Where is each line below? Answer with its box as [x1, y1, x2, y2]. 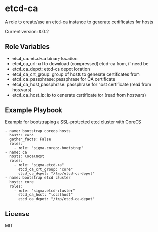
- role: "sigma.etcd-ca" [14, 162, 64, 167]
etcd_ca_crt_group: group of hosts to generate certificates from [12, 71, 140, 77]
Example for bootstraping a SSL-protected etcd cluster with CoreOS [5, 119, 141, 125]
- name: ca [5, 150, 27, 155]
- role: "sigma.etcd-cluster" [14, 188, 76, 193]
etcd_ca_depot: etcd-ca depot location [12, 66, 90, 72]
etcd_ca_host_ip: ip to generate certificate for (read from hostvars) [12, 92, 146, 97]
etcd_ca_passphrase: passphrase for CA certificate [12, 76, 116, 82]
